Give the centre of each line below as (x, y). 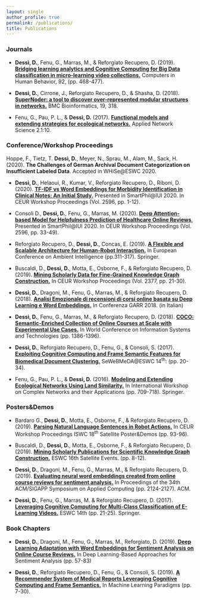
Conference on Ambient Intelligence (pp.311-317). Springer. (87, 256)
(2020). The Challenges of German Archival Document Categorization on (98, 164)
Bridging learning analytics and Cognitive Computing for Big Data (97, 69)
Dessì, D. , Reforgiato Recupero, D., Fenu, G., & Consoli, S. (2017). (94, 347)
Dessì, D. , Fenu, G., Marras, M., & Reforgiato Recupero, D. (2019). (95, 62)
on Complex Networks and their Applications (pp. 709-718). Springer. (99, 391)
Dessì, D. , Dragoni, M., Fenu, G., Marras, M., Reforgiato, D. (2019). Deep (103, 541)
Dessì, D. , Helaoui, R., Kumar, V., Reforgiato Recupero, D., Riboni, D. (97, 182)
